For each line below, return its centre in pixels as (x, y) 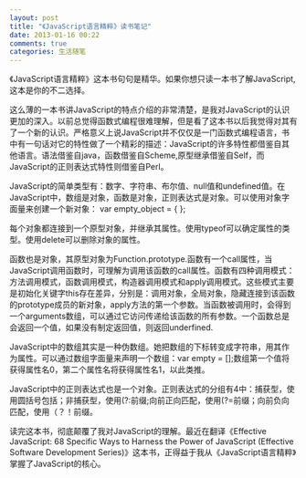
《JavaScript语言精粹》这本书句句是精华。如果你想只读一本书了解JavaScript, (153, 79)
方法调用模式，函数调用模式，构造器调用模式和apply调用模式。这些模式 (144, 282)
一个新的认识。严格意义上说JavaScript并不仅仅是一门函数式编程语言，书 (153, 132)
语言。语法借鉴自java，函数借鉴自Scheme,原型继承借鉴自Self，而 (141, 155)
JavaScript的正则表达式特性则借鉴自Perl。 (89, 167)
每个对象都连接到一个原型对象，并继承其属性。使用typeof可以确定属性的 (146, 228)
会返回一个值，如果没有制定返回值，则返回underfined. (111, 327)
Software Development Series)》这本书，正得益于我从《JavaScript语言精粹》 (153, 452)
